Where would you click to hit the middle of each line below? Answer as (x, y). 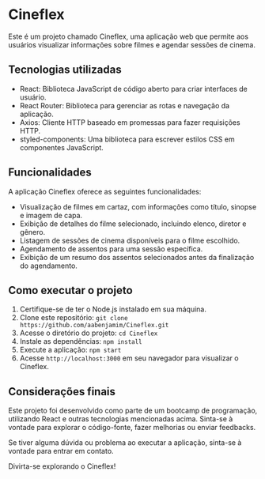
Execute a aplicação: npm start (70, 350)
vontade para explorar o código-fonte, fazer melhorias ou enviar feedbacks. (132, 428)
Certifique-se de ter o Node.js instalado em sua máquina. (113, 309)
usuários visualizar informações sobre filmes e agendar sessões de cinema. (132, 44)
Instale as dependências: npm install (81, 341)
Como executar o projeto (70, 290)
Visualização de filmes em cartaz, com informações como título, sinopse (138, 206)
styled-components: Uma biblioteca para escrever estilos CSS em (127, 139)
